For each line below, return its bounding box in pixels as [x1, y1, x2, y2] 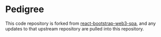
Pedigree [5, 4, 44, 15]
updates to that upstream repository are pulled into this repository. [5, 25, 144, 31]
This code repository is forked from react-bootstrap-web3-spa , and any [5, 20, 156, 26]
